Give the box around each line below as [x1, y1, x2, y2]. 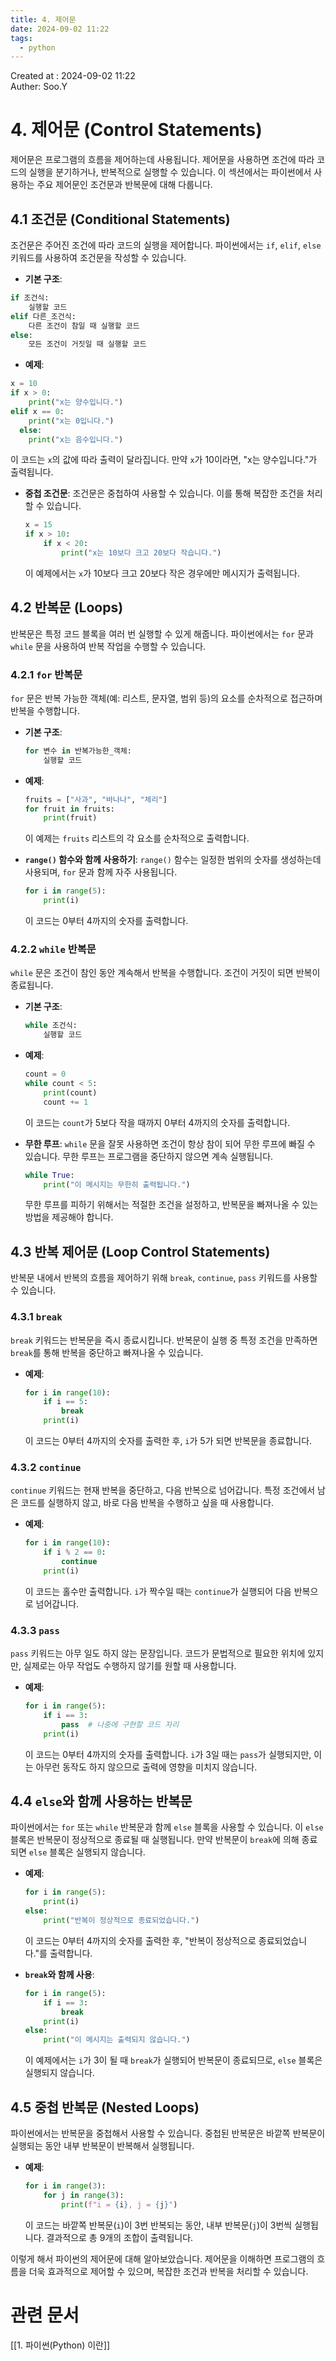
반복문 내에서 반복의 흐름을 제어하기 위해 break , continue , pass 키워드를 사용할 [10, 1272, 318, 1284]
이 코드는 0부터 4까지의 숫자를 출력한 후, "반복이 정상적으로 [24, 1934, 257, 1946]
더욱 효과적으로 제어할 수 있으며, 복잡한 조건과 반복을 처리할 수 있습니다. [28, 2265, 309, 2277]
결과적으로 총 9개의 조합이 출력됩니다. [46, 2231, 194, 2243]
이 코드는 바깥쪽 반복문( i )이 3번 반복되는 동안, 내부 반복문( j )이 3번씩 [24, 2219, 293, 2231]
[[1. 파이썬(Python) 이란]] [10, 2339, 111, 2351]
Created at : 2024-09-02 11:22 [10, 70, 136, 82]
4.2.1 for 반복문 [10, 667, 83, 681]
